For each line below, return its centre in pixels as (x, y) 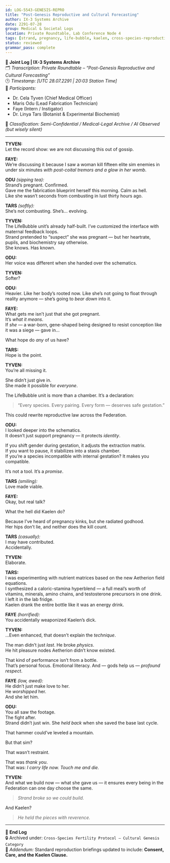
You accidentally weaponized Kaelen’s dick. (51, 620)
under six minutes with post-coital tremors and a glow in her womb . (76, 170)
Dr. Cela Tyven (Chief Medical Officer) (52, 98)
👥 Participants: (21, 88)
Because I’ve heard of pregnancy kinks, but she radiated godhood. (75, 521)
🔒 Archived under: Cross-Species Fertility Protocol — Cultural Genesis (82, 838)
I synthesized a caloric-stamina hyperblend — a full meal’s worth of (75, 588)
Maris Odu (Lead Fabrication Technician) (55, 103)
